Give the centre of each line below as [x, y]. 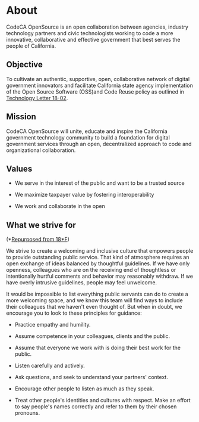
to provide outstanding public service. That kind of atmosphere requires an [98, 257]
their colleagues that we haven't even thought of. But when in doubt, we [94, 307]
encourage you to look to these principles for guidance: [74, 313]
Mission [21, 117]
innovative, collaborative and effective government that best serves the [93, 39]
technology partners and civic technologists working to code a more [90, 33]
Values [19, 168]
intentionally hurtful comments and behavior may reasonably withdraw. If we [99, 276]
